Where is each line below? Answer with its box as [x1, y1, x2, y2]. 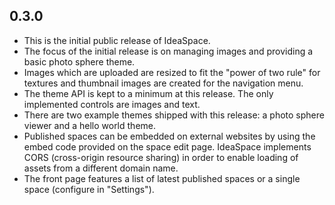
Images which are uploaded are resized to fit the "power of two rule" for [23, 66, 321, 78]
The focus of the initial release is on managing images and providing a [23, 45, 314, 57]
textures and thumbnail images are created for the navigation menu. [23, 77, 304, 89]
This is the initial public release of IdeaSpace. [23, 34, 211, 46]
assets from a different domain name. [23, 162, 179, 174]
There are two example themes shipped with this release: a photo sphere [23, 109, 325, 121]
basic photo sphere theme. [23, 55, 136, 68]
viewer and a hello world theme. [23, 119, 157, 131]
